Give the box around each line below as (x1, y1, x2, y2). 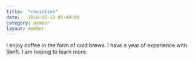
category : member (6, 20, 50, 26)
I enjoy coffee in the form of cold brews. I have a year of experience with (6, 42, 188, 49)
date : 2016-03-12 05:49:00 (6, 14, 80, 20)
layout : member (6, 25, 45, 32)
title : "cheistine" (6, 8, 59, 15)
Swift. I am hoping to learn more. (6, 48, 88, 56)
